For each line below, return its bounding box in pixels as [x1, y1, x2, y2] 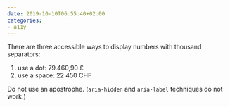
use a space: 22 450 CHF [17, 71, 92, 80]
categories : [7, 17, 42, 24]
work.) [7, 92, 26, 101]
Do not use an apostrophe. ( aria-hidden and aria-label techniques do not [7, 85, 223, 94]
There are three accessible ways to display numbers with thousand [7, 43, 202, 51]
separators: [7, 50, 41, 58]
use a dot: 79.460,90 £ [17, 64, 84, 73]
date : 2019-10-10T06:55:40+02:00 [7, 10, 106, 18]
